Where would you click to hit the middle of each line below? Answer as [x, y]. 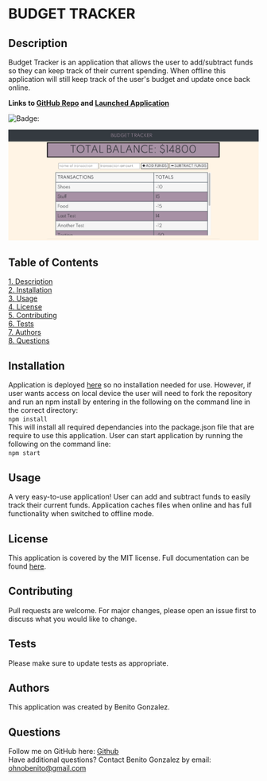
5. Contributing [33, 316]
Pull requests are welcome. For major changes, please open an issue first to [132, 610]
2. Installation [30, 290]
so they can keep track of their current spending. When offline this [117, 71]
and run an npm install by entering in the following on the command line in [129, 402]
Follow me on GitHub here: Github [64, 752]
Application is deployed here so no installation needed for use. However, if [130, 385]
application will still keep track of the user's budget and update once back [129, 79]
